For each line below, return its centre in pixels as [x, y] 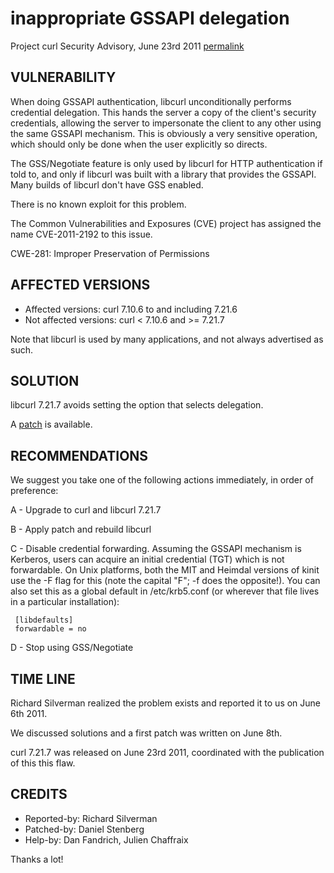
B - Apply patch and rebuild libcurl [81, 529]
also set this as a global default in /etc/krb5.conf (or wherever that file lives [165, 591]
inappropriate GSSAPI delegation [150, 18]
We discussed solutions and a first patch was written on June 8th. [146, 733]
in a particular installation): [65, 602]
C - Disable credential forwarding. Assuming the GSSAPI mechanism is [156, 549]
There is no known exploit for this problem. [98, 204]
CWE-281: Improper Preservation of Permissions [110, 253]
